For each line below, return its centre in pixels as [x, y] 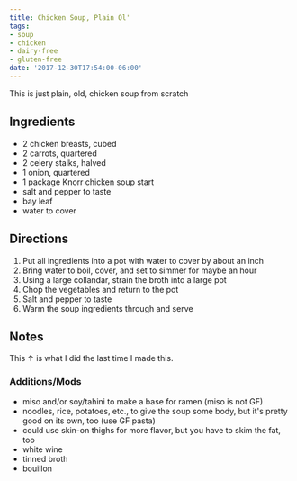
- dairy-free [34, 51]
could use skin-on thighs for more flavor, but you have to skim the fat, [152, 430]
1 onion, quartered [56, 172]
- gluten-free [36, 59]
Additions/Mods [45, 382]
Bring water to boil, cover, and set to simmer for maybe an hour [139, 270]
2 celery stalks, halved [64, 162]
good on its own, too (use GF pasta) [89, 421]
